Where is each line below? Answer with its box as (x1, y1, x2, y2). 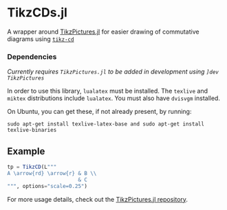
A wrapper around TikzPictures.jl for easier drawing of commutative (7, 27, 199, 36)
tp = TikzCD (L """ (7, 163, 57, 171)
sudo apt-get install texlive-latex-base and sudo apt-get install (7, 121, 205, 128)
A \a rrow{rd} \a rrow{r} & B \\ (7, 170, 97, 176)
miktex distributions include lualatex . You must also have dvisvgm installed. (7, 94, 220, 102)
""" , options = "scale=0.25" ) (7, 183, 88, 189)
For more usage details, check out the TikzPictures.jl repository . (7, 195, 188, 203)
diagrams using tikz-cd (7, 34, 74, 43)
